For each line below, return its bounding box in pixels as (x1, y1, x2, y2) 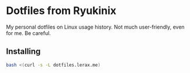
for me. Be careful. (6, 29, 51, 36)
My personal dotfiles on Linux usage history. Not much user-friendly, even (6, 23, 185, 30)
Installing (6, 47, 41, 57)
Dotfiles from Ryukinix (6, 4, 117, 18)
